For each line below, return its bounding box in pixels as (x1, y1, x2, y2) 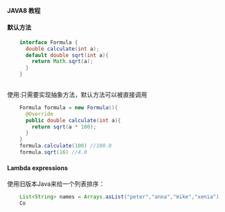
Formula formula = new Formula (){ (19, 104, 118, 111)
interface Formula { (19, 38, 78, 46)
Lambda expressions (7, 163, 69, 172)
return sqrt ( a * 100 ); (32, 123, 97, 130)
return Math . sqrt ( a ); (32, 58, 94, 65)
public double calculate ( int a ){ (25, 117, 121, 123)
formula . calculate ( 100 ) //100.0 (19, 143, 112, 150)
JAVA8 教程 (7, 6, 41, 14)
